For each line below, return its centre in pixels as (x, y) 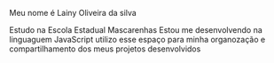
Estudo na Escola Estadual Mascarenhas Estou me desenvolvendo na (136, 30)
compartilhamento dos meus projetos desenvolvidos (105, 49)
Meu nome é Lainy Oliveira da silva (73, 13)
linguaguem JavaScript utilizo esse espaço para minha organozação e (137, 39)
